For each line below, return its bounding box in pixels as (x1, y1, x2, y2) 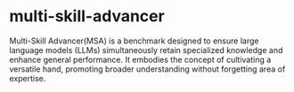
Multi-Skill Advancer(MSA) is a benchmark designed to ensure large (9, 35, 259, 46)
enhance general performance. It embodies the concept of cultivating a (9, 54, 272, 65)
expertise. (9, 73, 46, 83)
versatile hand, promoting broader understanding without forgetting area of (9, 64, 286, 74)
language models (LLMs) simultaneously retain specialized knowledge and (9, 44, 283, 55)
